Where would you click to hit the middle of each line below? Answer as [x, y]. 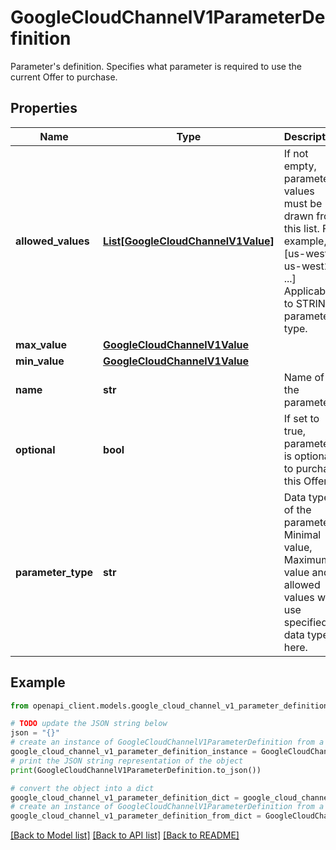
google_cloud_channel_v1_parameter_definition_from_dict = [136, 816]
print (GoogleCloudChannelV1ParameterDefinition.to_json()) [136, 770]
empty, [300, 166]
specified [305, 622]
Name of [304, 377]
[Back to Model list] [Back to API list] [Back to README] [125, 835]
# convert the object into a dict [82, 788]
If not [296, 153]
